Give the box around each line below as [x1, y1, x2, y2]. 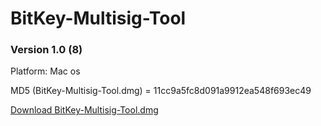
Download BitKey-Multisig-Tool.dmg [10, 104, 159, 116]
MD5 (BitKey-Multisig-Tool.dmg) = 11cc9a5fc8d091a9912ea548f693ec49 [10, 85, 312, 97]
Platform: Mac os [10, 65, 81, 77]
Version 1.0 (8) [10, 43, 83, 57]
